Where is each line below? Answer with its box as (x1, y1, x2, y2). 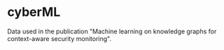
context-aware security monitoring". (7, 34, 112, 42)
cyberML (7, 4, 61, 20)
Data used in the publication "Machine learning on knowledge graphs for (7, 27, 217, 35)
